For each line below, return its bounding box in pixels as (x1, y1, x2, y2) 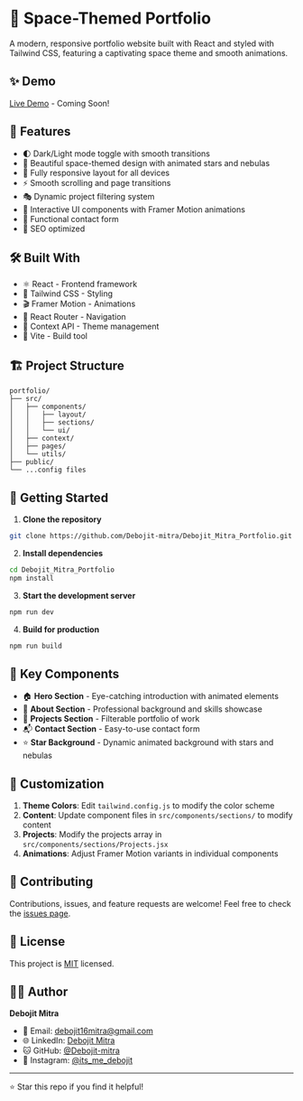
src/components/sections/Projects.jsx (22, 840, 169, 849)
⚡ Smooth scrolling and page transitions (22, 177, 171, 188)
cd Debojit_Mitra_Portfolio (9, 564, 115, 574)
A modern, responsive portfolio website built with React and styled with (9, 38, 275, 49)
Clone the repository (22, 514, 102, 525)
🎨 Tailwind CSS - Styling (22, 288, 114, 299)
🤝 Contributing (9, 874, 94, 890)
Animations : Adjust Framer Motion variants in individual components (22, 848, 279, 859)
